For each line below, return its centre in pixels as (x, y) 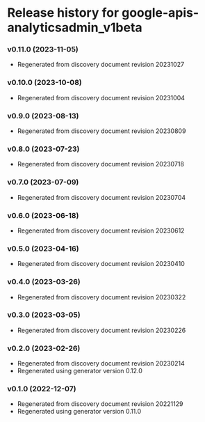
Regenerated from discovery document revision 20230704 (101, 197)
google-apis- (160, 13)
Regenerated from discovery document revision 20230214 (101, 364)
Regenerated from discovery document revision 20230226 (101, 330)
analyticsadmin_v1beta (75, 28)
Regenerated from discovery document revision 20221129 (100, 404)
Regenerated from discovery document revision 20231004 (101, 97)
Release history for (63, 13)
